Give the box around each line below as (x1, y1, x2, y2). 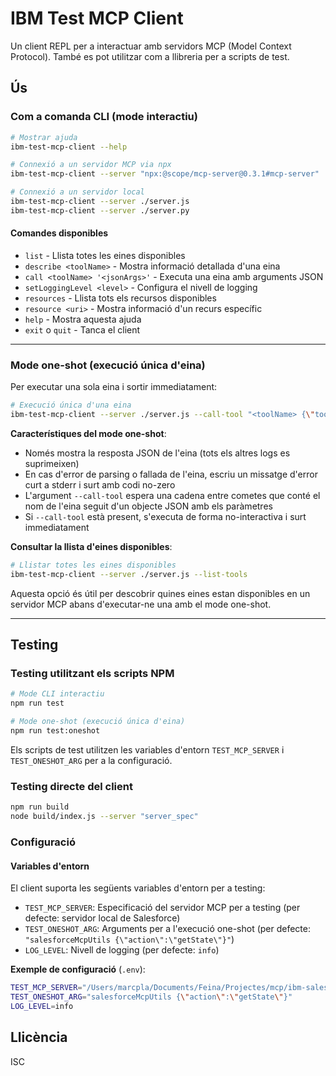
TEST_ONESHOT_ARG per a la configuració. (10, 754, 173, 766)
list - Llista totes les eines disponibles (24, 249, 186, 261)
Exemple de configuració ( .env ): (10, 963, 146, 976)
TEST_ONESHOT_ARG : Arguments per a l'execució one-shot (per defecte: (24, 923, 312, 935)
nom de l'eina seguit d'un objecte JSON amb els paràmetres (24, 500, 273, 512)
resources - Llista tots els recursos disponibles (24, 292, 217, 304)
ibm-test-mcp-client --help (10, 142, 128, 152)
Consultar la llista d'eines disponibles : (10, 541, 173, 552)
